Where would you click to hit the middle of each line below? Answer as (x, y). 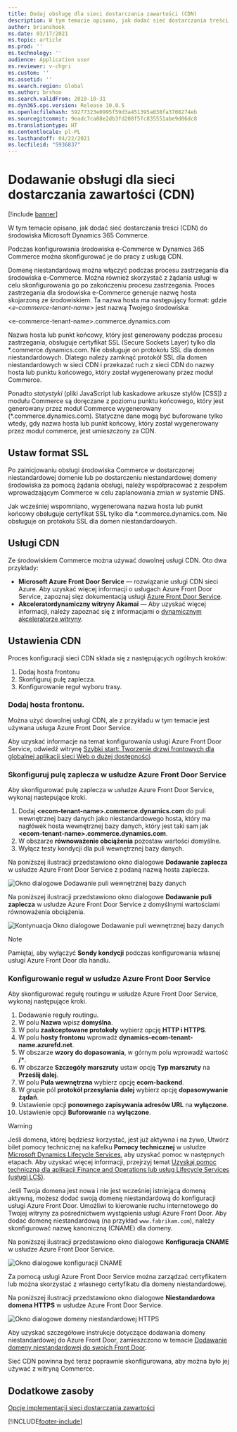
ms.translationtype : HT (43, 125)
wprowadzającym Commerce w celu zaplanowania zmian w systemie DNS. (117, 492)
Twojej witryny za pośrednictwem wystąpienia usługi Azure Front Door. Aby (117, 1214)
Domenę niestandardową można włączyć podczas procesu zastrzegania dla (118, 270)
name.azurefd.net (45, 1045)
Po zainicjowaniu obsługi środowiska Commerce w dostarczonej (101, 470)
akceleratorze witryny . (50, 619)
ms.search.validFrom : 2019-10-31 (57, 99)
